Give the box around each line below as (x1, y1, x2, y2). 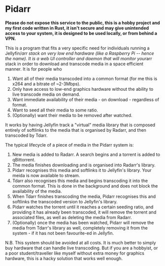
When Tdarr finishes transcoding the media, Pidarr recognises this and (12, 193, 156, 199)
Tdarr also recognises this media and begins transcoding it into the (12, 178, 148, 184)
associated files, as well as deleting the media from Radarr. (12, 214, 132, 220)
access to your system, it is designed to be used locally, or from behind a (5, 30, 158, 36)
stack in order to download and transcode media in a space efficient (5, 61, 144, 67)
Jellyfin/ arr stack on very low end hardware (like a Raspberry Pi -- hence (5, 50, 154, 56)
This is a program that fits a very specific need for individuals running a (5, 45, 150, 51)
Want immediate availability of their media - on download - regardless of (12, 96, 159, 102)
